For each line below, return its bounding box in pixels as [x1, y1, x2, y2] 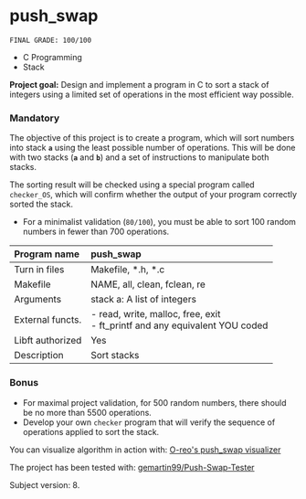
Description [14, 349, 64, 362]
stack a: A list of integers [90, 293, 196, 306]
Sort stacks [90, 349, 140, 362]
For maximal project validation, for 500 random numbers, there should [22, 397, 287, 408]
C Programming [22, 51, 82, 62]
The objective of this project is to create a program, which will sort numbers [9, 133, 295, 143]
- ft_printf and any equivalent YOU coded [90, 319, 269, 332]
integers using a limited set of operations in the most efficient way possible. [9, 89, 294, 100]
